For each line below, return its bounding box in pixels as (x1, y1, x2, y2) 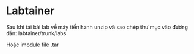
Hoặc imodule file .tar (6, 41, 59, 48)
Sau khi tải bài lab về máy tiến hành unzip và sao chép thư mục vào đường (6, 23, 189, 31)
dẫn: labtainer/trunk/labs (6, 29, 67, 36)
